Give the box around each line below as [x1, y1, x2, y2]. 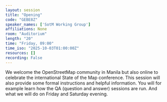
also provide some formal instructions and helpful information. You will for [5, 80, 162, 86]
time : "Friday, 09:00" [5, 41, 54, 46]
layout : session [5, 7, 40, 13]
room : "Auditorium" [5, 31, 47, 36]
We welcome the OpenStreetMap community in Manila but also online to [5, 69, 158, 75]
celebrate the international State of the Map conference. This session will [5, 75, 160, 81]
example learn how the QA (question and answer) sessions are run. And [5, 86, 158, 92]
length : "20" [5, 36, 33, 42]
